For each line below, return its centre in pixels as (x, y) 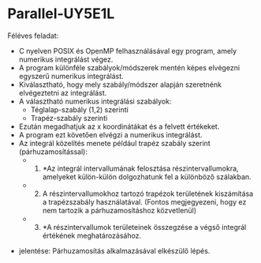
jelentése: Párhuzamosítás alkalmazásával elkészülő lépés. (114, 250)
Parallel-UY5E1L (61, 14)
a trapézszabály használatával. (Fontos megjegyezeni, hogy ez (144, 201)
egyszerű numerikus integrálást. (71, 76)
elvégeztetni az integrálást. (63, 92)
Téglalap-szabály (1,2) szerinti (80, 109)
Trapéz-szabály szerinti (69, 118)
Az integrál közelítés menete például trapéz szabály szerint (114, 143)
